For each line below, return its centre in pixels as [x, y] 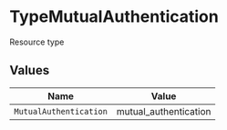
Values [30, 70]
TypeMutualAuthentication [114, 17]
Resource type [37, 42]
